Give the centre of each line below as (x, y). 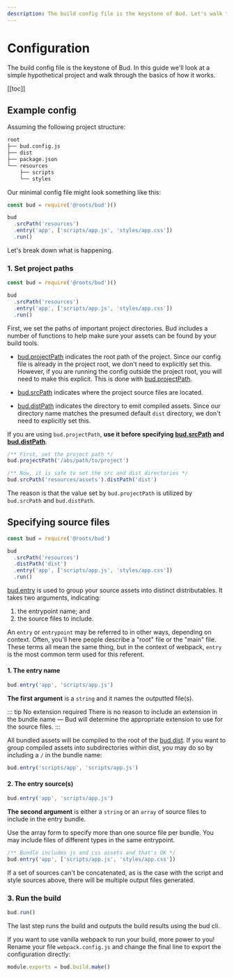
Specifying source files (58, 523)
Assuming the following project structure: (67, 127)
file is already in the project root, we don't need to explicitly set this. (115, 364)
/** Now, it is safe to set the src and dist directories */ (98, 474)
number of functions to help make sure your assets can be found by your (112, 335)
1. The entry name (34, 670)
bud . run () (22, 913)
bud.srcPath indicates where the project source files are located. (110, 392)
